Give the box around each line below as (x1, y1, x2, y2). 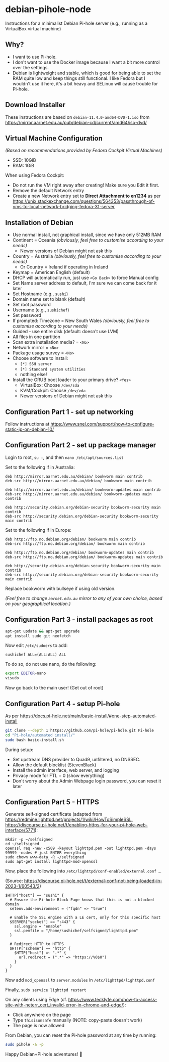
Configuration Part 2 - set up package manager (5, 441, 156, 449)
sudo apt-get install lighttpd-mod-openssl (5, 859, 98, 864)
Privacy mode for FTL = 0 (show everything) (12, 772, 105, 778)
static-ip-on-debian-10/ (5, 426, 54, 432)
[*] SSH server (20, 361, 52, 367)
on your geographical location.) (5, 601, 71, 607)
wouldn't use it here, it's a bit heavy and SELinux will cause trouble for (12, 80, 158, 86)
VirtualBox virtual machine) (5, 25, 61, 31)
